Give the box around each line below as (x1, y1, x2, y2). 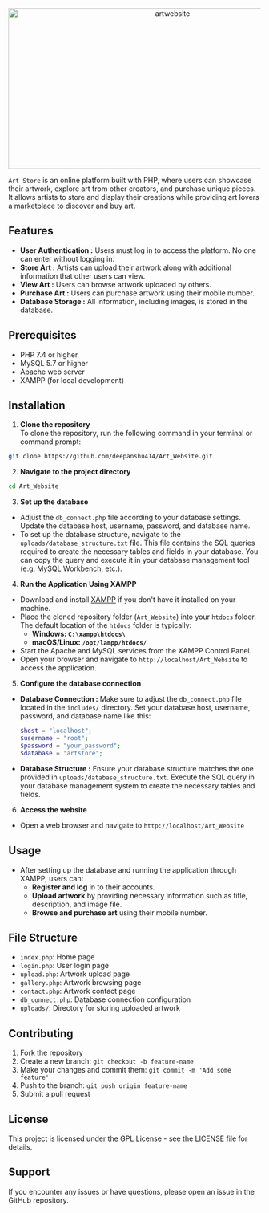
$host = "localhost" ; (19, 727, 93, 735)
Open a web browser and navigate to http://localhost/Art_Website (19, 820, 245, 830)
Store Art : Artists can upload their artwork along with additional (19, 263, 232, 272)
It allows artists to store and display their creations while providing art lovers (8, 193, 260, 201)
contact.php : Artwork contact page (19, 987, 136, 996)
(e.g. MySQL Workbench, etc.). (19, 564, 122, 573)
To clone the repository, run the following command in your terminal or (19, 429, 253, 438)
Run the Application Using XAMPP (19, 580, 137, 589)
